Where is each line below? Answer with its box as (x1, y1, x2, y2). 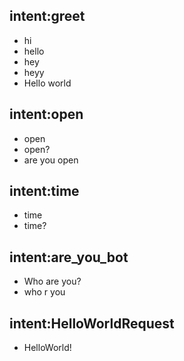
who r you (23, 286, 66, 298)
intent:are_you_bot (9, 249, 129, 266)
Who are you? (23, 275, 82, 288)
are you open (23, 154, 79, 166)
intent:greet (9, 8, 86, 25)
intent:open (9, 106, 84, 123)
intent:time (9, 183, 80, 200)
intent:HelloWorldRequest (9, 315, 175, 332)
